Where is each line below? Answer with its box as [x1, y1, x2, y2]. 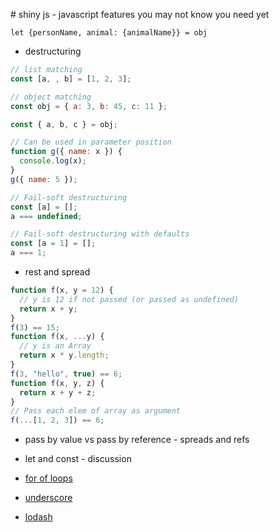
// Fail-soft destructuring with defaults [10, 229, 190, 239]
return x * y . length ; [19, 350, 110, 361]
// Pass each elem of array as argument [10, 406, 182, 416]
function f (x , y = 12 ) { [10, 285, 114, 295]
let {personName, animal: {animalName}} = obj [10, 28, 208, 38]
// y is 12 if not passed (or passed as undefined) [19, 294, 240, 304]
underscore [24, 492, 73, 504]
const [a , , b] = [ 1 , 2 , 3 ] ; [10, 74, 132, 84]
